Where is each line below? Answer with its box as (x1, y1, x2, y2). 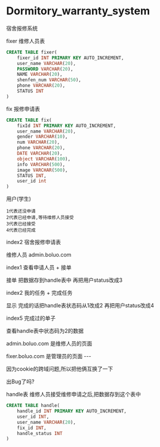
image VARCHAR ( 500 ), (17, 167, 68, 173)
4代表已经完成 (6, 227, 36, 233)
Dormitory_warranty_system (6, 4, 150, 18)
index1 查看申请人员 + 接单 (6, 264, 72, 271)
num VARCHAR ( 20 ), (17, 139, 60, 146)
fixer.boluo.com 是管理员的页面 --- (6, 353, 91, 360)
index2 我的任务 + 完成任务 (6, 289, 73, 297)
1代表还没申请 (6, 208, 36, 214)
